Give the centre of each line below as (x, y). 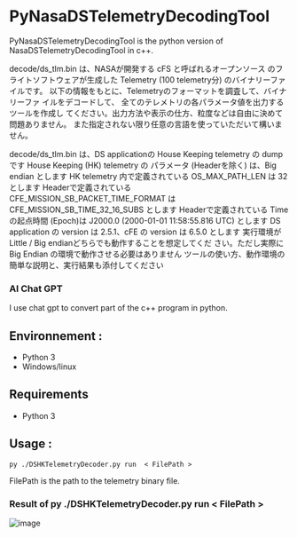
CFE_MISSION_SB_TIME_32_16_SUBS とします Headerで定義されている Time (149, 209)
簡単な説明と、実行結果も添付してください (86, 265)
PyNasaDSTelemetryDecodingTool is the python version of (116, 41)
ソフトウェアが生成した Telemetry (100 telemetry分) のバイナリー (151, 79)
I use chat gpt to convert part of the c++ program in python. (118, 308)
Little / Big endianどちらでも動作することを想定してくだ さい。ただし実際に (147, 242)
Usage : (31, 444)
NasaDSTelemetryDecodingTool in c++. (81, 50)
